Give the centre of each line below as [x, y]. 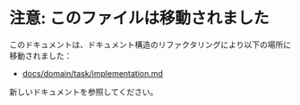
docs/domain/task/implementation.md [93, 73]
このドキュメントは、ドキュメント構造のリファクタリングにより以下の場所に [150, 44]
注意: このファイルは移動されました [139, 18]
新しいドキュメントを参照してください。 [84, 92]
